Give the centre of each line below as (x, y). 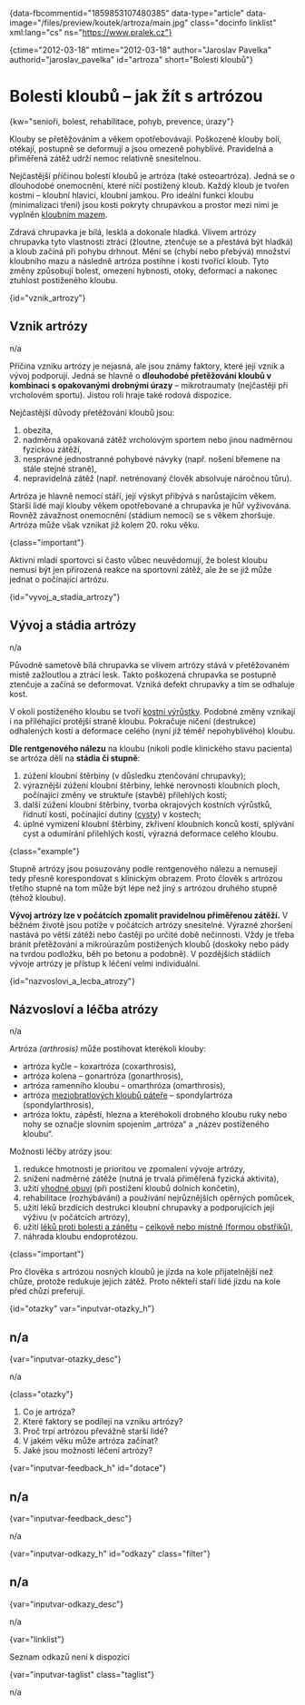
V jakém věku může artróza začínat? (90, 1441)
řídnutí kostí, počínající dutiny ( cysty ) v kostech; (112, 814)
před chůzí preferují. (47, 1291)
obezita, (38, 429)
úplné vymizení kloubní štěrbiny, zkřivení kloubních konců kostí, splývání (158, 823)
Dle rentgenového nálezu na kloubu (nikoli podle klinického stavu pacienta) (151, 748)
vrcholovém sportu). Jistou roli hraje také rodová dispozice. (120, 395)
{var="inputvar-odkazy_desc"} (67, 1604)
